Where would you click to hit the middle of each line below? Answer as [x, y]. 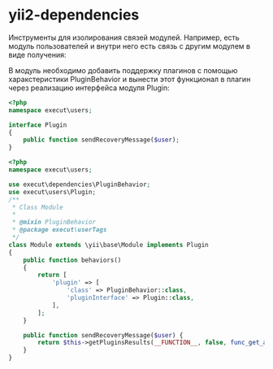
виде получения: [37, 54]
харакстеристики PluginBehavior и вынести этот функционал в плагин [130, 79]
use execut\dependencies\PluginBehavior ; [80, 184]
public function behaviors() [72, 260]
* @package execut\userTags [59, 230]
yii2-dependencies [74, 15]
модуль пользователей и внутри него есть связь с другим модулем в [129, 46]
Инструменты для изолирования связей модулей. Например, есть [124, 37]
